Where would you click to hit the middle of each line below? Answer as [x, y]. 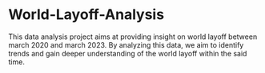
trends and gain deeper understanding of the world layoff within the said [128, 53]
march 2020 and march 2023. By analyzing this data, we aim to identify [126, 44]
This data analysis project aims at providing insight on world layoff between [133, 36]
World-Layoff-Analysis [86, 15]
